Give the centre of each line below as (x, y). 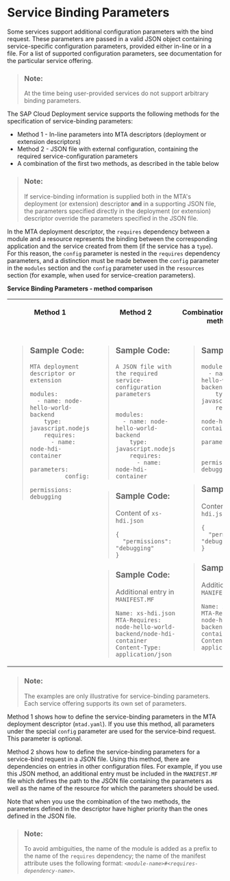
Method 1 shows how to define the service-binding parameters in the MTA (112, 717)
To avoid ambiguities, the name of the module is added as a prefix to (120, 848)
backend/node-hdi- (145, 634)
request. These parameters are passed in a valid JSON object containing (110, 38)
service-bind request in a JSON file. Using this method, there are (99, 759)
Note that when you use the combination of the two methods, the (99, 801)
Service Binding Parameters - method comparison (80, 288)
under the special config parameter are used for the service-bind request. (112, 731)
